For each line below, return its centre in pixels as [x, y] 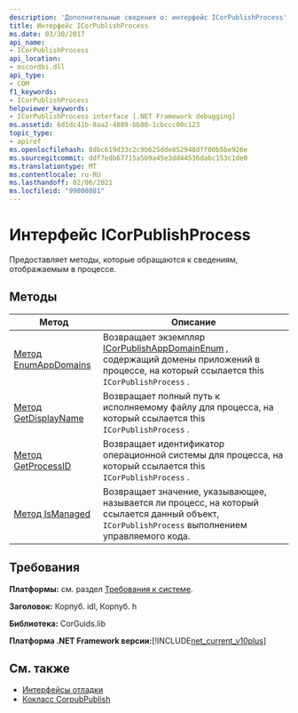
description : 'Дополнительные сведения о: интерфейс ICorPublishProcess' [149, 17]
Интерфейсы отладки [63, 690]
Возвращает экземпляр [154, 337]
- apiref [25, 141]
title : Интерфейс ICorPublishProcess [79, 26]
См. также [40, 668]
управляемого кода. [147, 536]
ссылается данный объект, [161, 514]
